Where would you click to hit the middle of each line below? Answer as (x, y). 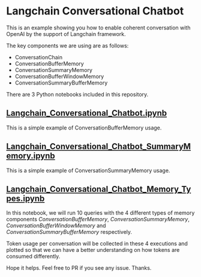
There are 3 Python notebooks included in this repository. (77, 94)
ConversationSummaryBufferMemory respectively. (69, 232)
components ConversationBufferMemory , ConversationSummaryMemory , (98, 219)
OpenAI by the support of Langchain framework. (66, 34)
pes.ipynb (25, 198)
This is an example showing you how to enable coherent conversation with (98, 28)
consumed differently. (33, 257)
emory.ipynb (31, 156)
